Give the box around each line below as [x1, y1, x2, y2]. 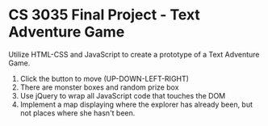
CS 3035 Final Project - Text [8, 6, 200, 24]
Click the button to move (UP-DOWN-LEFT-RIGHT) [19, 73, 190, 83]
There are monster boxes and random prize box [19, 82, 179, 92]
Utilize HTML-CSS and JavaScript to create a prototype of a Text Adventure [8, 49, 260, 59]
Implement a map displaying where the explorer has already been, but [19, 99, 253, 109]
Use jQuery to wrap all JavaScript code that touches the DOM [19, 90, 226, 100]
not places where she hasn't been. [19, 107, 136, 118]
